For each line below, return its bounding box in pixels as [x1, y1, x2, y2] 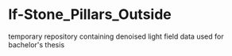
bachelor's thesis [8, 39, 65, 49]
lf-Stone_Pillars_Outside [8, 6, 172, 24]
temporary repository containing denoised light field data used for [8, 32, 224, 41]
